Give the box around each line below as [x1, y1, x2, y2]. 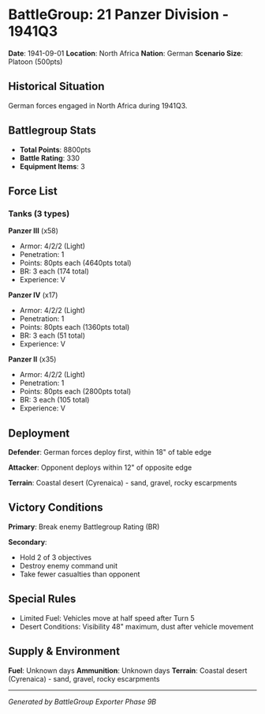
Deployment [8, 426, 70, 440]
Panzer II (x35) [8, 354, 57, 365]
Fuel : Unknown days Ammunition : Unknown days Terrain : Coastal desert [8, 666, 248, 675]
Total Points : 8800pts [19, 145, 91, 154]
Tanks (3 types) [8, 208, 70, 219]
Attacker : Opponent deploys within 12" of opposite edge [8, 463, 192, 472]
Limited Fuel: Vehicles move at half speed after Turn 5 [19, 613, 195, 622]
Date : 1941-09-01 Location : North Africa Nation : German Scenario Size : [8, 48, 243, 58]
